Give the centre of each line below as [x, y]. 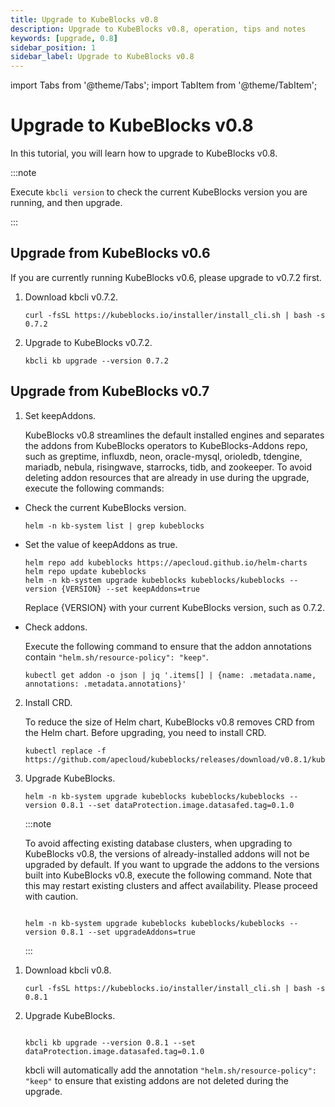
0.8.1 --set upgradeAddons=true [128, 932]
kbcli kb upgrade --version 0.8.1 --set [110, 1042]
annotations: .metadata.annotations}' [105, 684]
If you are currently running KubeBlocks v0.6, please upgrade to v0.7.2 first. [166, 277]
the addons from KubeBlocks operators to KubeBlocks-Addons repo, [166, 445]
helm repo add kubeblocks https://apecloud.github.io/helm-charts [166, 562]
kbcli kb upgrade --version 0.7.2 [96, 361]
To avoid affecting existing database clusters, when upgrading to [158, 843]
